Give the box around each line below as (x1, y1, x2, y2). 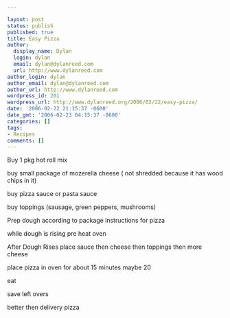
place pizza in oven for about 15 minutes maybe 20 (7, 263, 151, 271)
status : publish (7, 22, 54, 29)
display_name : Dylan (13, 48, 72, 55)
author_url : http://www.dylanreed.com (7, 86, 118, 93)
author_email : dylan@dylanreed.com (7, 79, 109, 86)
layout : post (7, 16, 45, 23)
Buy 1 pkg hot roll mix (7, 156, 67, 164)
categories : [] (7, 118, 51, 125)
